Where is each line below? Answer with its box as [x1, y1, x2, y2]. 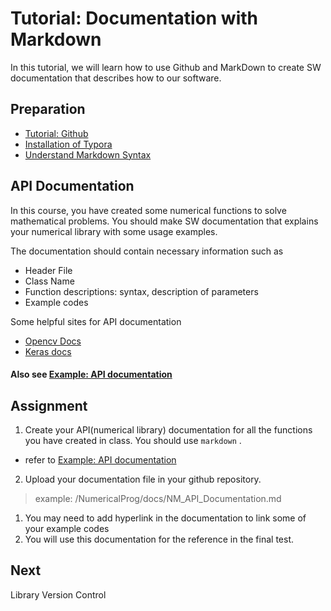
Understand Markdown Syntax [24, 148, 152, 161]
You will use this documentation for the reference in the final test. [24, 533, 295, 545]
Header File [24, 264, 73, 276]
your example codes [24, 522, 110, 534]
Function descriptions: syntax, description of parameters [24, 285, 259, 297]
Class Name [24, 275, 75, 287]
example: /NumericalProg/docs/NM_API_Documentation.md [34, 492, 282, 504]
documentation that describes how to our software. [10, 72, 222, 84]
